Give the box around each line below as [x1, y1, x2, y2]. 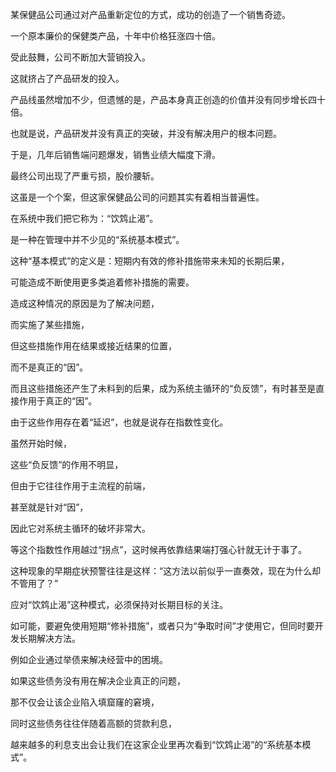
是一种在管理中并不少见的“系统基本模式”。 [10, 234, 185, 245]
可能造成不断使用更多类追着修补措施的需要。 [10, 276, 195, 288]
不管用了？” [10, 578, 59, 589]
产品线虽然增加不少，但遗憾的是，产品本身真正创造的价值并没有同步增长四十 [10, 94, 326, 105]
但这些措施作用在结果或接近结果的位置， [10, 340, 177, 352]
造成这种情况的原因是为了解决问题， [10, 298, 160, 309]
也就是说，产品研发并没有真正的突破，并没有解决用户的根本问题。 [10, 128, 282, 139]
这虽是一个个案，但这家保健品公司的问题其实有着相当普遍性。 [10, 191, 265, 203]
